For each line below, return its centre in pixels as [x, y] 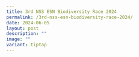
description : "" [26, 34]
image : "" [19, 39]
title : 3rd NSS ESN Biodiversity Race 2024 [62, 12]
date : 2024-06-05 [28, 23]
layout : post [23, 28]
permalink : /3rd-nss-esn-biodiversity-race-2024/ [70, 17]
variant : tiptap [26, 45]
